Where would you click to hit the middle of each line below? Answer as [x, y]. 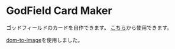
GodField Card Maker [59, 11]
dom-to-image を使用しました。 [45, 40]
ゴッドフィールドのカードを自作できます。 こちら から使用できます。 [89, 27]
